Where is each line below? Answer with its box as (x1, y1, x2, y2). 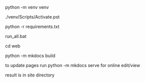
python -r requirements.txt (5, 23, 60, 29)
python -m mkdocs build (5, 52, 56, 58)
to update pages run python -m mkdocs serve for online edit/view (5, 62, 141, 68)
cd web (5, 43, 21, 49)
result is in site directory (5, 72, 55, 78)
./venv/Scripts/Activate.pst (5, 14, 60, 19)
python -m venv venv (5, 4, 49, 10)
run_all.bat (5, 33, 27, 39)
